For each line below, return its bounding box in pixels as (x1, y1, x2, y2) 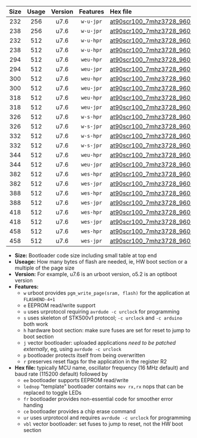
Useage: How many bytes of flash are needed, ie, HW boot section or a (14, 258, 188, 265)
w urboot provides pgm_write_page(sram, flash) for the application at (23, 289, 190, 296)
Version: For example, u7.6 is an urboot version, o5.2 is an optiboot (14, 271, 178, 278)
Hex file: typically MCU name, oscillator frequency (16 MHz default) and (14, 364, 189, 371)
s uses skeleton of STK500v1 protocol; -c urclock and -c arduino (23, 314, 183, 321)
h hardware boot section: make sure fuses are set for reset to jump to (23, 327, 191, 333)
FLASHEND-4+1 (23, 297, 56, 302)
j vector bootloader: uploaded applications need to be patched (23, 339, 176, 346)
